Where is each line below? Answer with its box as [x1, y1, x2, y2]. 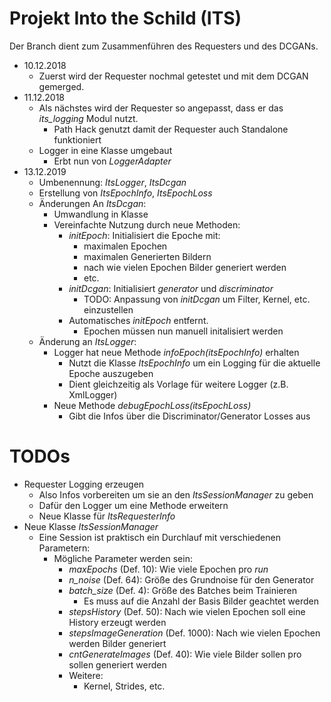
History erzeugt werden [68, 616, 167, 628]
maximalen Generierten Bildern [83, 250, 212, 262]
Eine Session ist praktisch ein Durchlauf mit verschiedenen [38, 531, 281, 543]
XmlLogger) [68, 388, 118, 401]
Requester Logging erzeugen [23, 478, 145, 490]
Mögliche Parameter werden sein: [53, 552, 193, 564]
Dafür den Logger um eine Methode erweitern [38, 499, 229, 511]
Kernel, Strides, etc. [83, 680, 166, 692]
